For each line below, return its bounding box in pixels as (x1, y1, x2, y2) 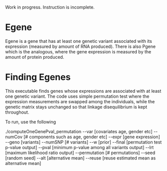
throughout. (5, 109, 29, 115)
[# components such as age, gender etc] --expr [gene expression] (23, 134, 161, 140)
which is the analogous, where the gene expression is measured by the (5, 48, 152, 54)
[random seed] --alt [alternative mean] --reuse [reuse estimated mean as (5, 155, 156, 161)
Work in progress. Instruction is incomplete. (5, 4, 95, 10)
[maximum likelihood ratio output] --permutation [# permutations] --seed (5, 150, 156, 156)
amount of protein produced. (5, 54, 64, 60)
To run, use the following (5, 119, 56, 125)
